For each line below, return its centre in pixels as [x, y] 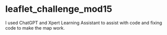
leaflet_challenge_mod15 [59, 9]
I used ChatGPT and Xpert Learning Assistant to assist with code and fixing [84, 23]
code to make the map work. [35, 28]
